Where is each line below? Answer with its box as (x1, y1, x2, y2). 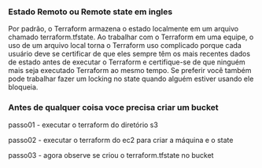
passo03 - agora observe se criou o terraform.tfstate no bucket (8, 150, 214, 159)
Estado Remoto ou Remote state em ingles (8, 6, 173, 17)
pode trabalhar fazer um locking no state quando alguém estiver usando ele (8, 74, 254, 84)
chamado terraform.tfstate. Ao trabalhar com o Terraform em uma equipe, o (8, 32, 254, 42)
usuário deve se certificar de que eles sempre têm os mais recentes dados (8, 49, 250, 59)
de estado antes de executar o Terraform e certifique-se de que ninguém (8, 57, 245, 67)
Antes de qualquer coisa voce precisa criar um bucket (8, 102, 219, 113)
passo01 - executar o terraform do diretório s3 (8, 120, 159, 130)
